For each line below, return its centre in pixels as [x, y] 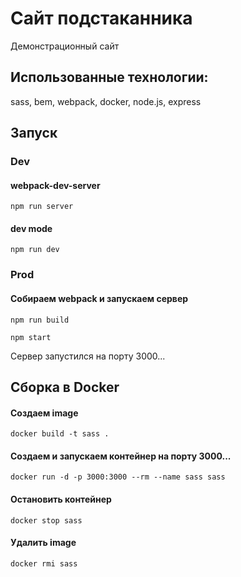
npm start [31, 337]
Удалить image [43, 543]
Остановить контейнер [61, 499]
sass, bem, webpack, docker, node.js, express [106, 101]
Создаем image [44, 413]
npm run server [42, 207]
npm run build [40, 320]
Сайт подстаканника [101, 18]
